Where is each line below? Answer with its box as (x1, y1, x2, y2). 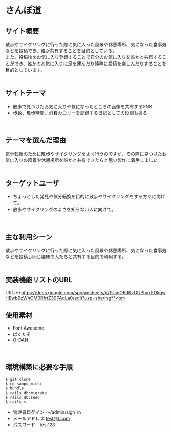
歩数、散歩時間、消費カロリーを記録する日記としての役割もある (12, 110, 147, 116)
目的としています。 (5, 67, 46, 73)
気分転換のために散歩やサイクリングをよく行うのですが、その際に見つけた (5, 151, 162, 157)
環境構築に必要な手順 (5, 363, 73, 372)
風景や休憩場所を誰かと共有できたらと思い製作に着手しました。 (27, 157, 162, 163)
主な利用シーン (5, 233, 52, 241)
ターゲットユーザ (5, 179, 59, 188)
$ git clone (5, 377, 31, 382)
